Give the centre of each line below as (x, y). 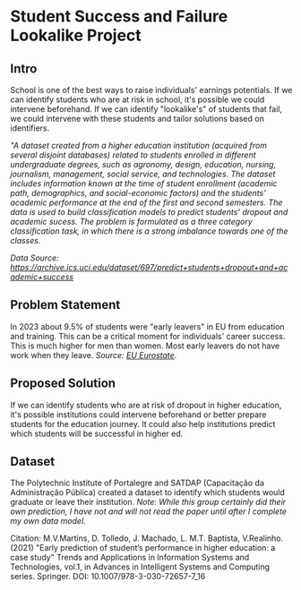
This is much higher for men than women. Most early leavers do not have (145, 346)
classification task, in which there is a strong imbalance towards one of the (150, 231)
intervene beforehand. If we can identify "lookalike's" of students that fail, (146, 109)
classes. (26, 240)
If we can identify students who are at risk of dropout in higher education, (146, 405)
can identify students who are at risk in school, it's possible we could (138, 99)
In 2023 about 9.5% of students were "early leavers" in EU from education (147, 326)
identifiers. (30, 128)
